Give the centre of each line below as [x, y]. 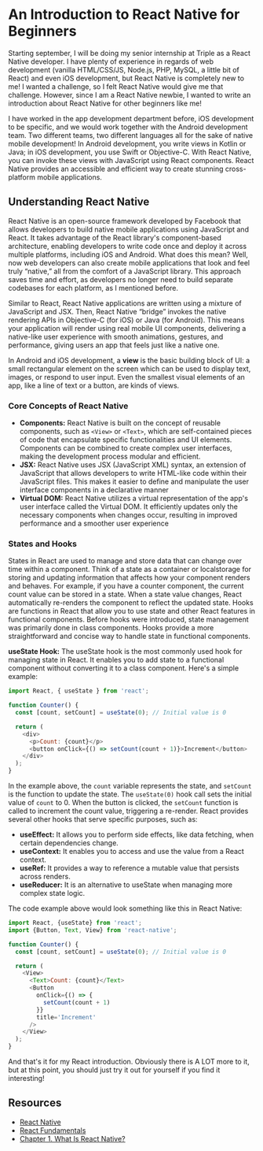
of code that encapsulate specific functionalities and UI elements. [126, 440]
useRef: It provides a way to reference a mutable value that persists [129, 868]
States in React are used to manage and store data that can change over [125, 561]
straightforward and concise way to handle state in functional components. [130, 637]
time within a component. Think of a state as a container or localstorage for [130, 570]
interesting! [26, 1079]
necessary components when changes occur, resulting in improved [128, 515]
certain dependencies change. [69, 843]
